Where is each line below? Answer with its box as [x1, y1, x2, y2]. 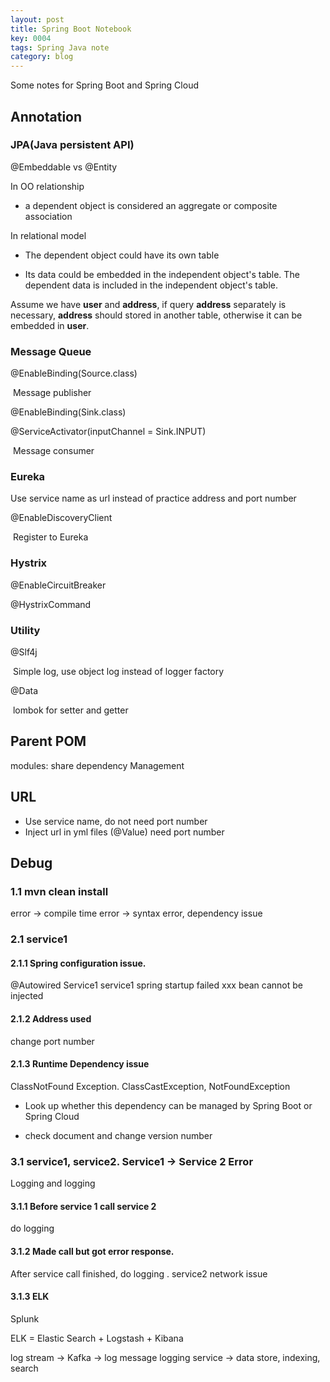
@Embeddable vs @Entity [10, 161, 118, 173]
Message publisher [12, 387, 92, 399]
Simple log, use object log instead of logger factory [12, 666, 225, 677]
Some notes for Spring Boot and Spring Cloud [10, 79, 199, 91]
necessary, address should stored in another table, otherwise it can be [10, 309, 303, 321]
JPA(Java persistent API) [10, 138, 135, 152]
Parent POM [10, 733, 87, 750]
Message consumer [12, 445, 95, 457]
